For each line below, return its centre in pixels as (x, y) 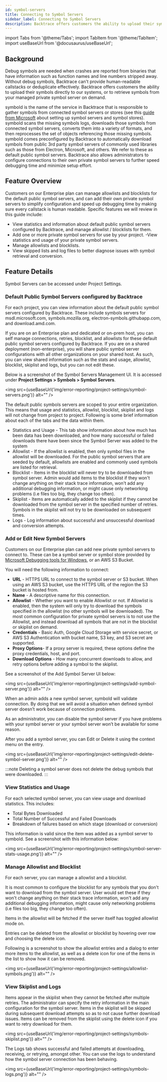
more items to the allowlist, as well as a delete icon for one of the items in (80, 953)
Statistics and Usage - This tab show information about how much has (84, 430)
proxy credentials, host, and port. (46, 654)
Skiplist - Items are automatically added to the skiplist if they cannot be (85, 499)
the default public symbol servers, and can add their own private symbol (79, 198)
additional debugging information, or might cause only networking (80, 488)
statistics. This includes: (30, 803)
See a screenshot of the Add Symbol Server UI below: (60, 674)
